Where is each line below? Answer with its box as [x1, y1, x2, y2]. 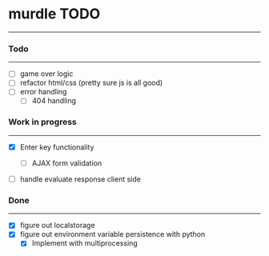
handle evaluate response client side [19, 174, 142, 184]
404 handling [31, 96, 77, 106]
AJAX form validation [31, 158, 102, 168]
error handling [19, 87, 67, 97]
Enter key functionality [19, 142, 94, 152]
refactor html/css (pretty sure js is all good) [19, 78, 163, 88]
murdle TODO [8, 5, 101, 23]
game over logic [19, 69, 74, 78]
